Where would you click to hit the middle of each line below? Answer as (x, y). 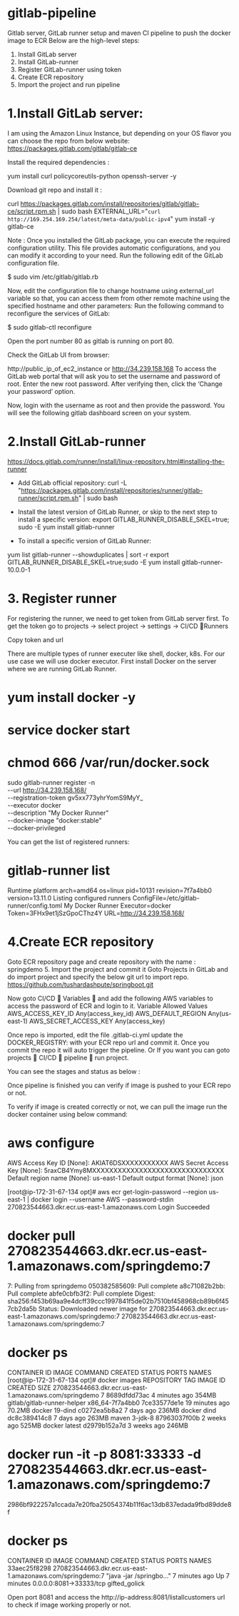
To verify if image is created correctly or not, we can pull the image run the (117, 1107)
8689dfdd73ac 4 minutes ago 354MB (161, 1395)
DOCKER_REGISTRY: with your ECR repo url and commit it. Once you (108, 1042)
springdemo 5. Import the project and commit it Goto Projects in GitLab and (118, 969)
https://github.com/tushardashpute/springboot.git (81, 984)
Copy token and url (36, 639)
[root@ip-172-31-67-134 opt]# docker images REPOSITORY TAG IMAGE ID (117, 1380)
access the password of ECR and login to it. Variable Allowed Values (108, 1006)
